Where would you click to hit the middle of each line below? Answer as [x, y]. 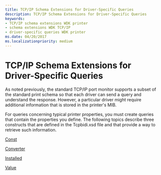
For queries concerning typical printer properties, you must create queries [80, 114]
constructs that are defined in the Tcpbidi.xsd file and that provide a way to [80, 124]
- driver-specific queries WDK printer [45, 32]
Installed [14, 158]
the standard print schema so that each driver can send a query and [73, 94]
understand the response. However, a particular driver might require [73, 99]
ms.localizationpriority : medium [39, 41]
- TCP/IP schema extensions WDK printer [47, 23]
